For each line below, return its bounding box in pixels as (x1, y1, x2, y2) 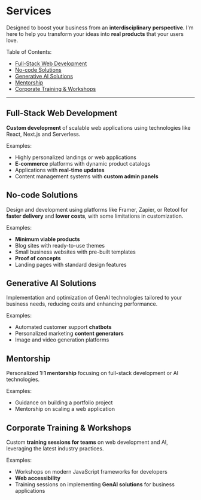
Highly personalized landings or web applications (14, 154, 136, 161)
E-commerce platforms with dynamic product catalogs (14, 160, 151, 167)
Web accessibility (14, 474, 61, 481)
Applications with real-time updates (14, 166, 105, 173)
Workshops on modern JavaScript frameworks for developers (14, 468, 167, 475)
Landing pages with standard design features (14, 261, 127, 268)
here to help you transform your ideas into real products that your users (6, 30, 184, 37)
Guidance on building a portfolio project (14, 399, 113, 406)
